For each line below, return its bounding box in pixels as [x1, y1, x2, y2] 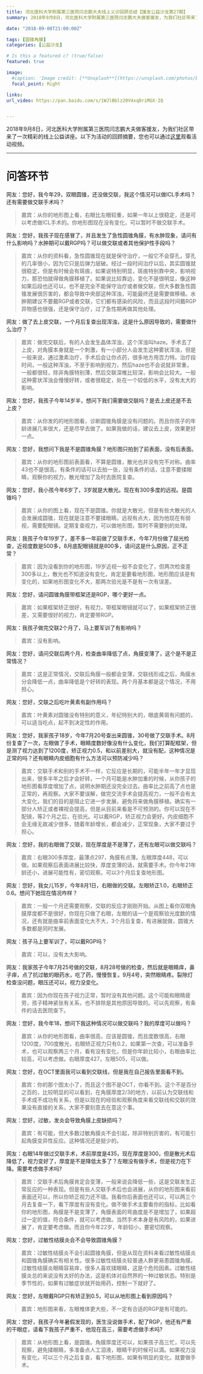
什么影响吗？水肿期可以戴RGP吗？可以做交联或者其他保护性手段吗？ [6, 239, 176, 247]
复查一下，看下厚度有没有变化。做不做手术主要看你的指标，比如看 [31, 1201, 196, 1208]
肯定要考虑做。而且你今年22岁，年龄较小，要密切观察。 [37, 1224, 176, 1231]
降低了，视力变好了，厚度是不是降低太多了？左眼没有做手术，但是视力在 [6, 1158, 186, 1165]
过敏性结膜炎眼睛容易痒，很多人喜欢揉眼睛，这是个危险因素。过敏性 [21, 1264, 191, 1272]
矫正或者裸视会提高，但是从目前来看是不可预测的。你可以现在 [37, 805, 191, 813]
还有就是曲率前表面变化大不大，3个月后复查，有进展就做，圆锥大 [31, 918, 195, 925]
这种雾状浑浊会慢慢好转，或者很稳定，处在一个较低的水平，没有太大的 [21, 376, 196, 384]
